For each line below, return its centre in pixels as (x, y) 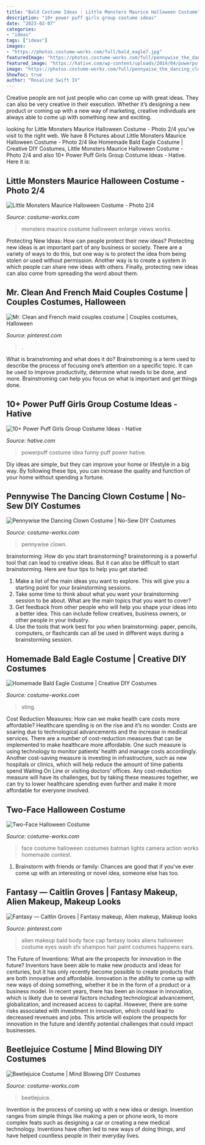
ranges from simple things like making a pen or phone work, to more (92, 1116)
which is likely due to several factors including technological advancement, (101, 997)
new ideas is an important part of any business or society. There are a (94, 247)
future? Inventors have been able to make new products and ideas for (94, 965)
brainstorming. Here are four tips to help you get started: (77, 569)
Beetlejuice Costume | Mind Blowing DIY (85, 1050)
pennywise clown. (44, 544)
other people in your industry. (52, 620)
